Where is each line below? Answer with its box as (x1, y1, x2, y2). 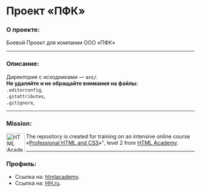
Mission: (6, 119, 32, 127)
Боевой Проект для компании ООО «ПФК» (6, 39, 115, 46)
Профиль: (6, 160, 37, 168)
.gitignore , (6, 99, 35, 106)
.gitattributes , (6, 92, 46, 99)
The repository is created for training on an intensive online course (26, 133, 190, 140)
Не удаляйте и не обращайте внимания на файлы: (6, 80, 138, 87)
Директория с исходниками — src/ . (6, 73, 99, 80)
